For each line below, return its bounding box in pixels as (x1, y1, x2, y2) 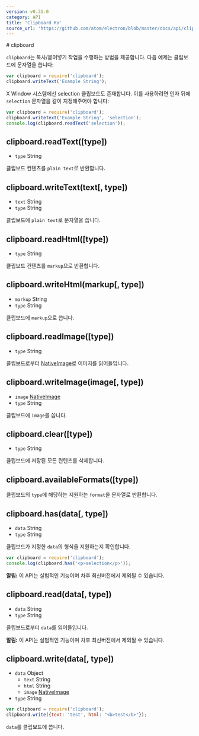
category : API (6, 14, 41, 20)
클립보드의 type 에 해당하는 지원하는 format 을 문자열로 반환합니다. (6, 491, 158, 499)
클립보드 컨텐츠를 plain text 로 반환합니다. (6, 164, 105, 172)
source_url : (6, 25, 36, 31)
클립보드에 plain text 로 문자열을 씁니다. (6, 217, 101, 224)
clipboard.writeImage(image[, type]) (6, 377, 144, 388)
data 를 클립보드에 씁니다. (6, 724, 65, 731)
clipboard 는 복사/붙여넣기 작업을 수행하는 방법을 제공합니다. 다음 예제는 (6, 54, 173, 61)
